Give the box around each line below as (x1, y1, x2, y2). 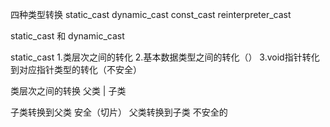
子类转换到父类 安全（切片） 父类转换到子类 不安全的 (10, 106, 228, 118)
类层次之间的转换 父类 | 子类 (10, 85, 127, 97)
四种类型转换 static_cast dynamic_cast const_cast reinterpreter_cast (10, 9, 292, 20)
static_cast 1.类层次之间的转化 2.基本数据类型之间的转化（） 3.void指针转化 (10, 51, 320, 63)
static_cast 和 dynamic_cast (10, 30, 125, 42)
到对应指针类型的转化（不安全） (10, 64, 142, 75)
